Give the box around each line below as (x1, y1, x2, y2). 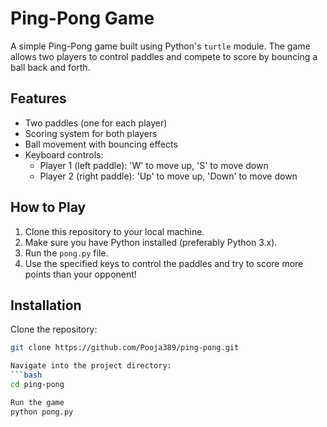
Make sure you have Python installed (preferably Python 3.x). (24, 236, 278, 248)
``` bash (10, 370, 43, 381)
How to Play (10, 199, 87, 216)
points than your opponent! (24, 268, 137, 280)
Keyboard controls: (24, 148, 104, 161)
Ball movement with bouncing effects (24, 138, 178, 150)
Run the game (10, 397, 65, 407)
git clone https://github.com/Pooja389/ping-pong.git (10, 343, 240, 353)
